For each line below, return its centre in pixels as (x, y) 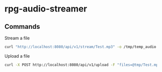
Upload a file (17, 56)
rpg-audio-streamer (46, 9)
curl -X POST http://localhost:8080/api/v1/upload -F (60, 65)
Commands (22, 27)
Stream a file (17, 38)
